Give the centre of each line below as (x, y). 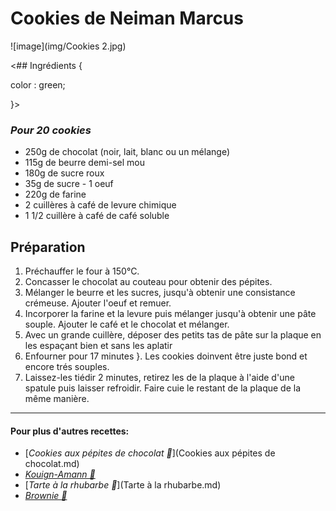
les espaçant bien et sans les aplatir (98, 346)
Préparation (48, 247)
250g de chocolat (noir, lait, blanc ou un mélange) (127, 152)
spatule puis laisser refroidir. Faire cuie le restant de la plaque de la (163, 388)
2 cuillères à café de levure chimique (100, 205)
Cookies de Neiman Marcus (127, 18)
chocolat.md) (52, 464)
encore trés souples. (67, 367)
